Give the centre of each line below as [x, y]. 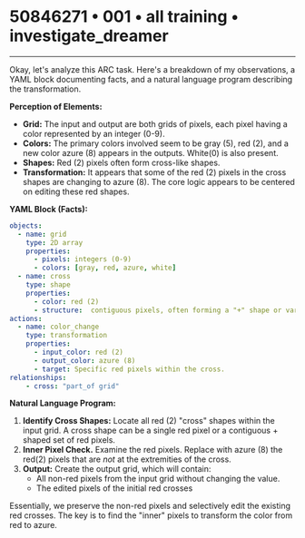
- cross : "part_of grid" [73, 386]
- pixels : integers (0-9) [82, 259]
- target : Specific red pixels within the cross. [129, 369]
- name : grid [42, 234]
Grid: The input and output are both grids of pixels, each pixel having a [155, 123]
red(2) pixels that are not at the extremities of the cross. [127, 459]
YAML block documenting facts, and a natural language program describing [151, 79]
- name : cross [44, 277]
